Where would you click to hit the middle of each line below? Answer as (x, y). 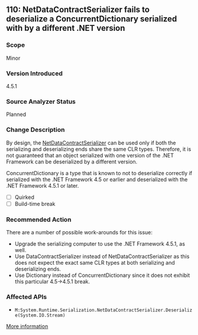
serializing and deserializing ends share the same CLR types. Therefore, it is (99, 149)
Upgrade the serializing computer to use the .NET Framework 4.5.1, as (100, 244)
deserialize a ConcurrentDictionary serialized (92, 19)
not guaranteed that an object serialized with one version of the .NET (90, 155)
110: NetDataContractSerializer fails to (78, 10)
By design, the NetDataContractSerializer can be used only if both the (91, 143)
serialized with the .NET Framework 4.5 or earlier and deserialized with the (97, 179)
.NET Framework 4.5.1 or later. (43, 185)
